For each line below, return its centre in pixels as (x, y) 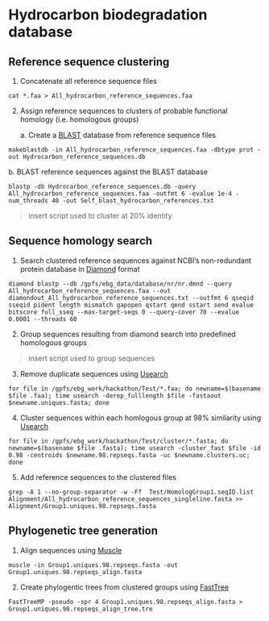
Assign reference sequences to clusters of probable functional (124, 111)
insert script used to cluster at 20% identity (100, 216)
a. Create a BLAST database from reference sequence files (118, 135)
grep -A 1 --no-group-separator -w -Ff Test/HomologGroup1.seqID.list (131, 492)
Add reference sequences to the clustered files (98, 477)
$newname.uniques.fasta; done (59, 402)
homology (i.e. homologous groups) (79, 119)
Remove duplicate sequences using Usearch (94, 373)
